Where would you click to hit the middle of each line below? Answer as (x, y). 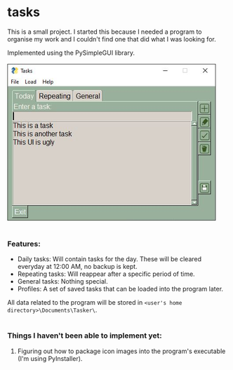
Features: (24, 244)
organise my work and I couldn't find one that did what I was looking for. (112, 39)
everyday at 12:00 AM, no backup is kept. (78, 267)
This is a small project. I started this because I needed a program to (105, 32)
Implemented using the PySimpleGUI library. (71, 53)
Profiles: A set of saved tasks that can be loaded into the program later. (120, 289)
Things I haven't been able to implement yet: (85, 336)
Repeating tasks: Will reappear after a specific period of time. (106, 274)
